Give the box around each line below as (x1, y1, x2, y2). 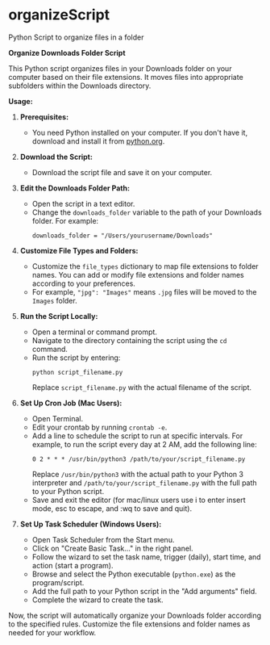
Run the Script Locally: (19, 311, 98, 320)
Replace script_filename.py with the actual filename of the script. (31, 382, 252, 392)
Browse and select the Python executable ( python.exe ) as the (31, 569, 236, 579)
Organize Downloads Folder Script (8, 48, 127, 57)
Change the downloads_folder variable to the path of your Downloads (31, 207, 262, 217)
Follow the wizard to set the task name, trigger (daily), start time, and (31, 551, 261, 562)
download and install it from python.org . (31, 136, 165, 146)
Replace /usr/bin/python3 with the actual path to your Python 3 (31, 469, 244, 479)
